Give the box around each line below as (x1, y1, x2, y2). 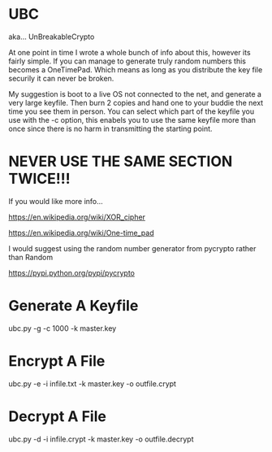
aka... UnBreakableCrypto (8, 32, 95, 41)
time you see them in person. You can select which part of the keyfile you (8, 106, 254, 116)
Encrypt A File (8, 352, 106, 370)
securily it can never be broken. (8, 73, 114, 83)
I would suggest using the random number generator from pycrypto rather (8, 243, 257, 253)
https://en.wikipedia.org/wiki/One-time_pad (8, 228, 154, 237)
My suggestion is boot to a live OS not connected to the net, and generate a (8, 89, 262, 98)
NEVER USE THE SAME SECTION (8, 152, 233, 171)
